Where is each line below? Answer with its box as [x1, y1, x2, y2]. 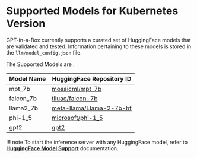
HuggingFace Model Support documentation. [6, 144, 119, 152]
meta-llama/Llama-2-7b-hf [51, 104, 132, 112]
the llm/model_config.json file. [6, 49, 82, 56]
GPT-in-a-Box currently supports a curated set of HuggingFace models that [6, 36, 191, 43]
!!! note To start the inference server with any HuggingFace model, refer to [6, 138, 188, 146]
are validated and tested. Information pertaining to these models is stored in [6, 43, 192, 50]
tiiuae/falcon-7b [51, 94, 98, 102]
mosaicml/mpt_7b [51, 84, 102, 93]
